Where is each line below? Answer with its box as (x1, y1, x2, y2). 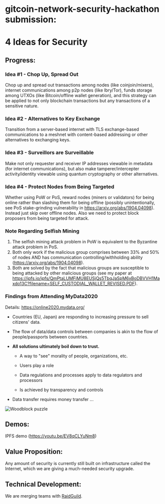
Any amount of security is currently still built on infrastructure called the (5, 461, 151, 467)
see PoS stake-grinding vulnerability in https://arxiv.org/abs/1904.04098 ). (5, 204, 155, 210)
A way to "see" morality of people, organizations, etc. (19, 353, 128, 359)
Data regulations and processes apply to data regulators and (19, 372, 142, 378)
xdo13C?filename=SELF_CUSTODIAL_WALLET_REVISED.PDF (12, 281, 135, 287)
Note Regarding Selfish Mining (5, 228, 80, 235)
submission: (5, 14, 56, 25)
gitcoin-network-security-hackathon (5, 3, 160, 15)
